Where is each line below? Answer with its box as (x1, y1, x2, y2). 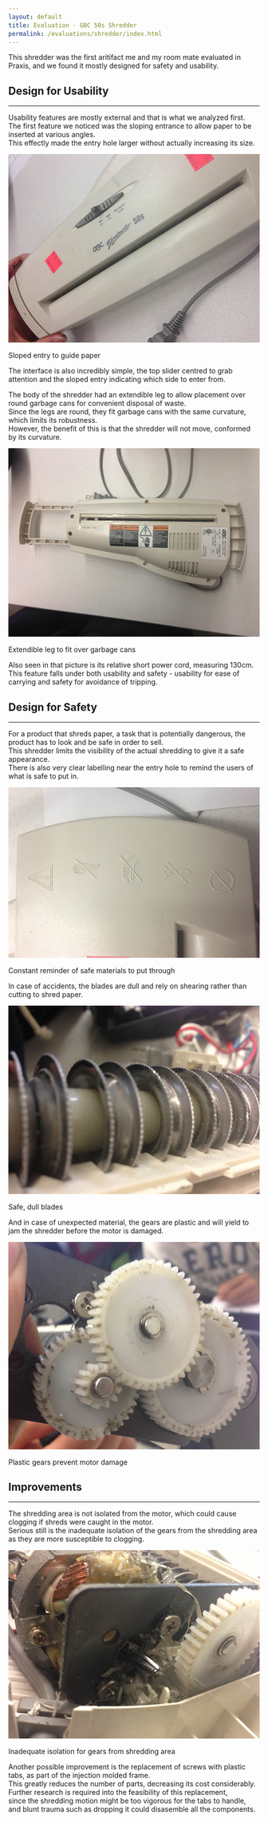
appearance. (8, 755, 50, 763)
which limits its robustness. (8, 416, 98, 425)
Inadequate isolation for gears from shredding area (8, 1747, 175, 1757)
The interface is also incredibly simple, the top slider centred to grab (8, 366, 233, 376)
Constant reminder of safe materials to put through (8, 965, 175, 975)
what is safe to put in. (8, 771, 79, 781)
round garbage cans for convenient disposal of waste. (8, 399, 187, 408)
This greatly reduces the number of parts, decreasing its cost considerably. (8, 1779, 256, 1788)
